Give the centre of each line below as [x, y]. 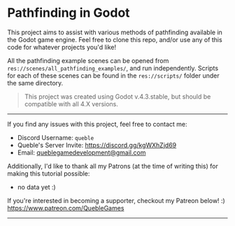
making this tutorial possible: [49, 174]
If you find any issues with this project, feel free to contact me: [97, 124]
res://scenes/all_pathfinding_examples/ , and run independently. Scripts [113, 68]
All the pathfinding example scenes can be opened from [88, 60]
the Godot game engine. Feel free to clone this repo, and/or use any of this [115, 39]
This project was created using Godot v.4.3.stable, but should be [117, 97]
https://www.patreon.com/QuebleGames [66, 208]
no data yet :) [36, 187]
